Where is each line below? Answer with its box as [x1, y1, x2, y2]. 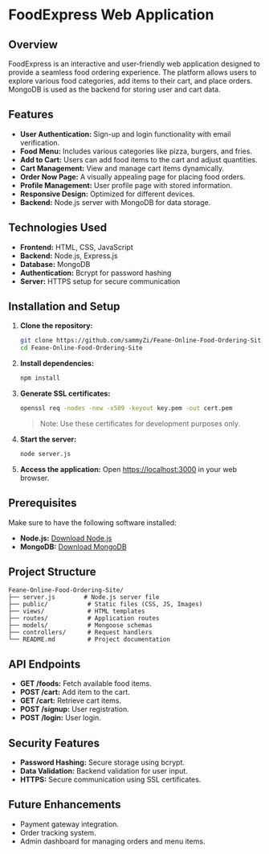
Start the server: [19, 434, 77, 444]
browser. [19, 473, 50, 482]
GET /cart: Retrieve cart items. [19, 696, 122, 705]
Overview [8, 38, 59, 51]
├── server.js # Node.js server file [8, 593, 160, 601]
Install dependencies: [19, 359, 95, 368]
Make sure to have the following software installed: [8, 517, 177, 528]
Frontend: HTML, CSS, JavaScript [19, 242, 134, 252]
